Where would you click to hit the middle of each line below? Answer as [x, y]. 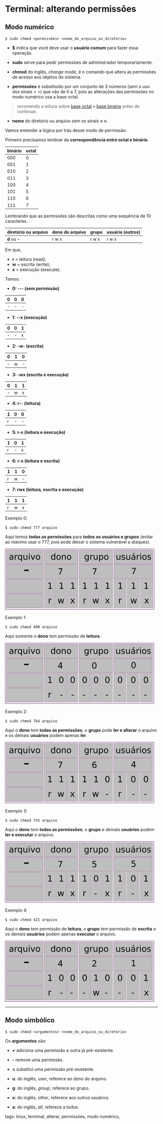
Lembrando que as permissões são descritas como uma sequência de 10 [78, 216]
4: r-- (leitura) [26, 404]
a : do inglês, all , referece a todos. [45, 1107]
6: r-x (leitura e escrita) [36, 461]
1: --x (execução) [30, 317]
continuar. [27, 111]
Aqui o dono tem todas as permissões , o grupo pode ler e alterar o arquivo [81, 730]
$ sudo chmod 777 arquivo [31, 528]
